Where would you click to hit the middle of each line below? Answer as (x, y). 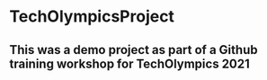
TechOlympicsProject (92, 17)
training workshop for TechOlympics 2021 (129, 63)
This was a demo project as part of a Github (133, 50)
